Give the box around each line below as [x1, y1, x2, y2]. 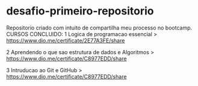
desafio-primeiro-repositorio [6, 4, 154, 18]
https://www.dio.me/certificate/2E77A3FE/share [6, 37, 125, 44]
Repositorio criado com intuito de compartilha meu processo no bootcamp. [6, 24, 193, 31]
